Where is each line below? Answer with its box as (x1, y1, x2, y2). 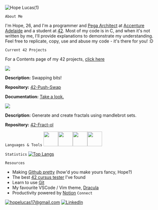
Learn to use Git (12, 180, 45, 185)
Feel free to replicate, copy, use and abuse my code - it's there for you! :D (5, 38, 154, 44)
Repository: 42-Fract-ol (5, 122, 54, 127)
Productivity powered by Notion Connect (12, 190, 93, 195)
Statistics (5, 152, 27, 157)
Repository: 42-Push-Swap (5, 84, 61, 90)
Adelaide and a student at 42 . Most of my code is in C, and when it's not (5, 28, 150, 34)
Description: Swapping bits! (5, 75, 62, 81)
